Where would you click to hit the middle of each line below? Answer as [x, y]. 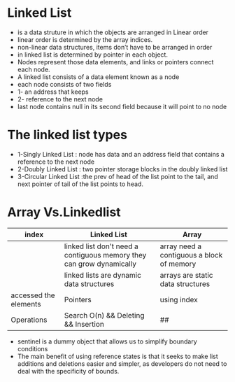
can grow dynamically [100, 264]
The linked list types [67, 135]
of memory [178, 264]
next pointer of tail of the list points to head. [80, 184]
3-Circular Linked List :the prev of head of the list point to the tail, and [117, 176]
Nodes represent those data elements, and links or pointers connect [115, 62]
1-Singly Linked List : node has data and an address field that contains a [121, 154]
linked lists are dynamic [103, 275]
